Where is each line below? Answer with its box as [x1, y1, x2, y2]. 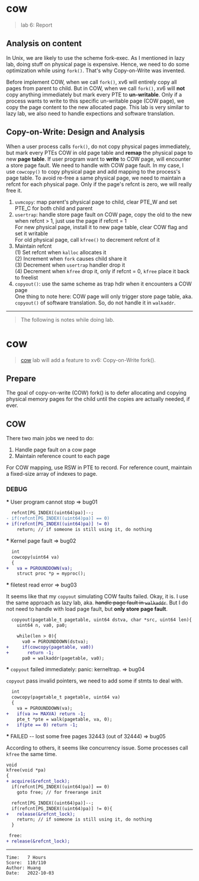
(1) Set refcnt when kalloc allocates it [14, 248, 107, 256]
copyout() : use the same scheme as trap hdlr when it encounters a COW [14, 280, 192, 287]
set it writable [14, 230, 49, 237]
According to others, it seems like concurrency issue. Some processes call [6, 744, 188, 751]
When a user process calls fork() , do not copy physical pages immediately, [6, 143, 191, 150]
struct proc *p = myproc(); [17, 571, 86, 576]
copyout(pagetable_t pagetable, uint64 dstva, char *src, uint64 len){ [11, 617, 192, 623]
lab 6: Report [20, 21, 53, 28]
